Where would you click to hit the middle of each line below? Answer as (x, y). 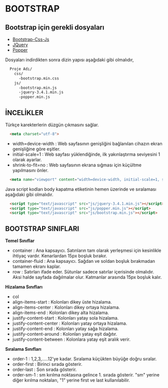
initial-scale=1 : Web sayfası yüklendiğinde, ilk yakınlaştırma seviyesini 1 (86, 154)
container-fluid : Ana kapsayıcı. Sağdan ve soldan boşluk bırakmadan (84, 261)
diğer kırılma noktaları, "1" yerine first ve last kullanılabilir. (71, 380)
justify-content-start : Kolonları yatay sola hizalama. (65, 318)
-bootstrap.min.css (38, 78)
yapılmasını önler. (30, 170)
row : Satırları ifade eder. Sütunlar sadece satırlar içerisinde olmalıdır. (83, 272)
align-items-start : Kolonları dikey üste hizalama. (62, 302)
